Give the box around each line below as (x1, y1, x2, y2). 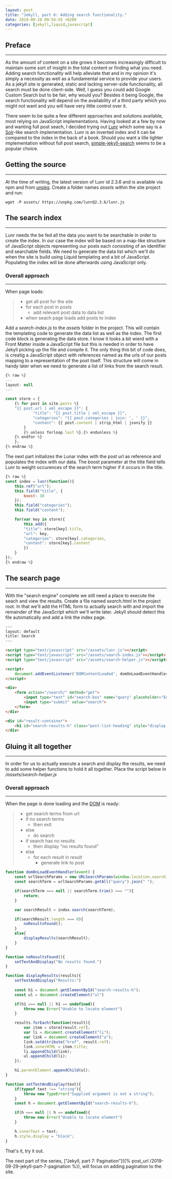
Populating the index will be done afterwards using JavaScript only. (5, 259, 147, 265)
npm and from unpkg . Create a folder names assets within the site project (5, 184, 161, 190)
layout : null (5, 382, 33, 387)
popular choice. (5, 146, 38, 152)
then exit (33, 821, 52, 828)
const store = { (5, 396, 40, 402)
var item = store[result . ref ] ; (24, 1025, 91, 1030)
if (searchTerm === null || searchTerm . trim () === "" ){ (14, 889, 134, 894)
